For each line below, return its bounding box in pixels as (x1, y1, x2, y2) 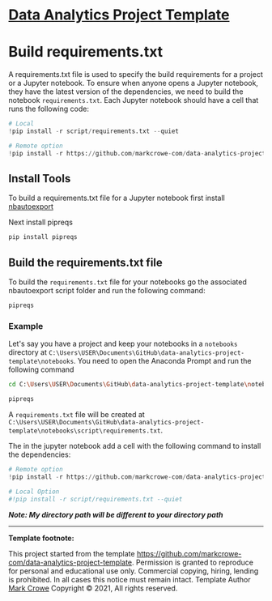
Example (8, 320, 44, 331)
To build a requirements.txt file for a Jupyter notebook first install (8, 193, 225, 203)
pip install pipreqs (8, 233, 79, 241)
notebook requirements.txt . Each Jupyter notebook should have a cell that (8, 96, 259, 105)
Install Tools (8, 172, 71, 185)
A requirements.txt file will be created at (8, 410, 146, 420)
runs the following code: (8, 104, 89, 114)
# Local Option (8, 488, 60, 496)
